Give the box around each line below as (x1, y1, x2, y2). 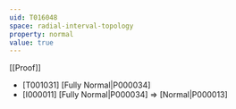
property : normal (9, 29, 74, 38)
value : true (9, 38, 54, 47)
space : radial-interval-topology (9, 21, 134, 30)
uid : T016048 (9, 13, 58, 22)
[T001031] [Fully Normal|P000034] (21, 80, 151, 90)
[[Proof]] (9, 63, 42, 73)
